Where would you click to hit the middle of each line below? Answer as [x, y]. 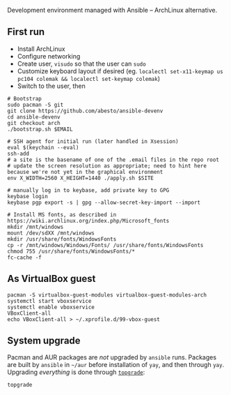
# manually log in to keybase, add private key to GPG [88, 190]
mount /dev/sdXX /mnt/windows [51, 233]
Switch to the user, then [51, 86]
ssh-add [18, 154]
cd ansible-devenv [34, 117]
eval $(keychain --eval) [43, 147]
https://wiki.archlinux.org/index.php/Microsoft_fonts [88, 221]
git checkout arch [34, 123]
